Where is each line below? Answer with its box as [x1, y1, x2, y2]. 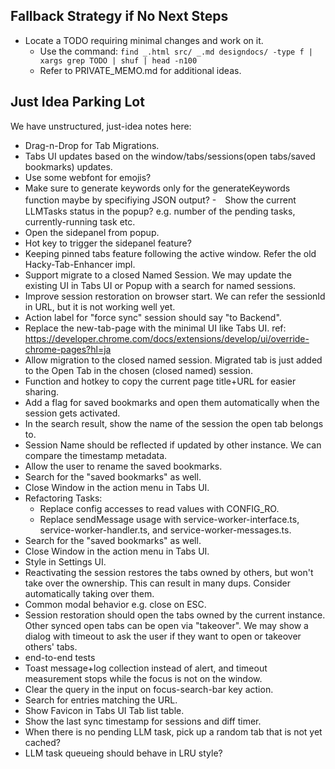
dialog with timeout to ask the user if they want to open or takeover [24, 630, 302, 642]
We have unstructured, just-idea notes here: [10, 120, 192, 132]
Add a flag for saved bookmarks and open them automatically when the [24, 396, 320, 408]
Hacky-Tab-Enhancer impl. [24, 258, 136, 270]
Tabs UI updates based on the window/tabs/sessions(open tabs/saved [24, 150, 316, 162]
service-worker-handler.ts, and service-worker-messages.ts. [39, 524, 292, 536]
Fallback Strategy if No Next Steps [10, 8, 229, 25]
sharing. [24, 385, 60, 398]
